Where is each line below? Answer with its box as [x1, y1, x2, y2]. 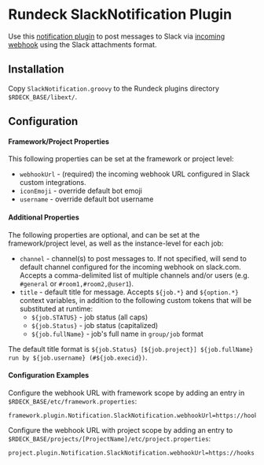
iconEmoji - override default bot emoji [19, 186, 143, 196]
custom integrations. [19, 178, 86, 187]
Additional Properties [8, 212, 80, 222]
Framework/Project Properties [8, 136, 110, 146]
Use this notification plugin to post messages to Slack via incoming [8, 31, 225, 41]
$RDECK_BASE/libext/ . [8, 92, 78, 101]
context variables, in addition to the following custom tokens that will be [19, 295, 252, 304]
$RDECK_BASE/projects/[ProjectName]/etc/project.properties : [8, 434, 211, 443]
